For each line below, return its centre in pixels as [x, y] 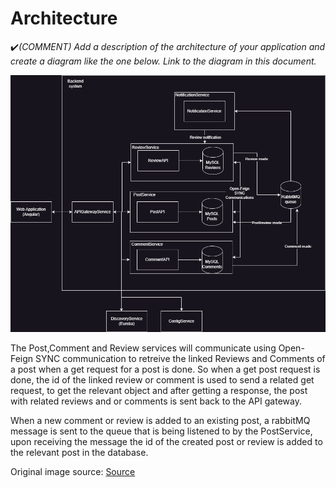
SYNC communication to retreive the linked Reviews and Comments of [180, 358]
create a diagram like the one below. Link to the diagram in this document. [163, 61]
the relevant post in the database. [79, 452]
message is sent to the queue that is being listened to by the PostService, [161, 431]
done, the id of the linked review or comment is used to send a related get [162, 380]
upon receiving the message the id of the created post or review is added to [166, 441]
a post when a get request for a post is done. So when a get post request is [165, 369]
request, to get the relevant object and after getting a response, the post [159, 390]
